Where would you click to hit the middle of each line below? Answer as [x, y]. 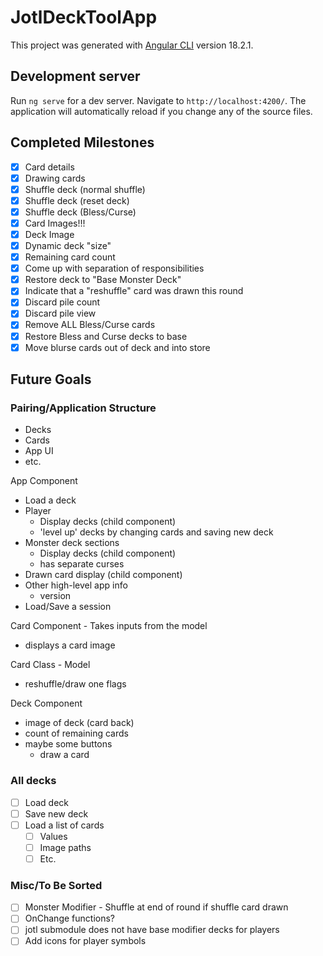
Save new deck [56, 813]
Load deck [47, 802]
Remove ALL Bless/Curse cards [90, 325]
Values [53, 836]
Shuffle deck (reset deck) [77, 200]
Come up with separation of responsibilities [114, 268]
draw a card [64, 755]
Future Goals [51, 379]
